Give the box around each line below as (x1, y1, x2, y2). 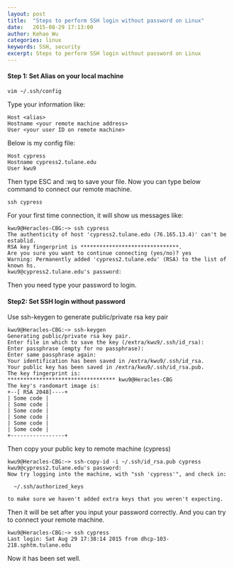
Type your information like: (7, 100, 86, 109)
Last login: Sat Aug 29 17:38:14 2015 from (7, 535, 138, 543)
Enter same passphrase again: (7, 351, 97, 359)
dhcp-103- (140, 535, 170, 543)
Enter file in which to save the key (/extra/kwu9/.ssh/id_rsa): (7, 339, 204, 346)
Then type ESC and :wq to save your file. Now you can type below (7, 177, 201, 186)
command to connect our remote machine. (7, 185, 133, 194)
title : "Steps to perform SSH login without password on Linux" (7, 17, 204, 24)
